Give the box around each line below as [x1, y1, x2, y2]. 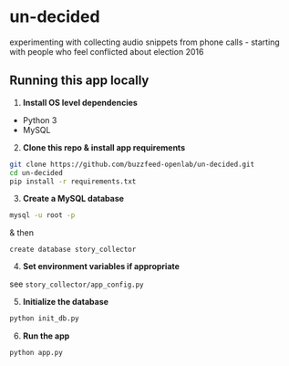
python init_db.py [9, 314, 79, 323]
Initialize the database [22, 297, 109, 308]
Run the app [22, 330, 70, 341]
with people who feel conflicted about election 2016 [9, 46, 204, 57]
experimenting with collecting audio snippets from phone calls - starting [9, 37, 280, 47]
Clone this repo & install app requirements [22, 141, 185, 152]
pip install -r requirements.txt [9, 176, 137, 186]
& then [9, 227, 35, 238]
